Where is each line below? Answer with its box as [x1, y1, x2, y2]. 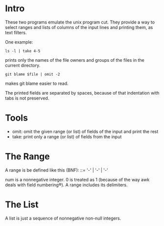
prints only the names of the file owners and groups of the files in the [5, 57, 144, 63]
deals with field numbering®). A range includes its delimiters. [5, 182, 128, 188]
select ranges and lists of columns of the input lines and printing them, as [5, 24, 153, 30]
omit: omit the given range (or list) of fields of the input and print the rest [12, 128, 159, 134]
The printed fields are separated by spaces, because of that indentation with [5, 90, 160, 96]
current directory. [5, 62, 41, 68]
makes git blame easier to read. [5, 80, 69, 86]
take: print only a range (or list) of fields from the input [12, 133, 122, 140]
